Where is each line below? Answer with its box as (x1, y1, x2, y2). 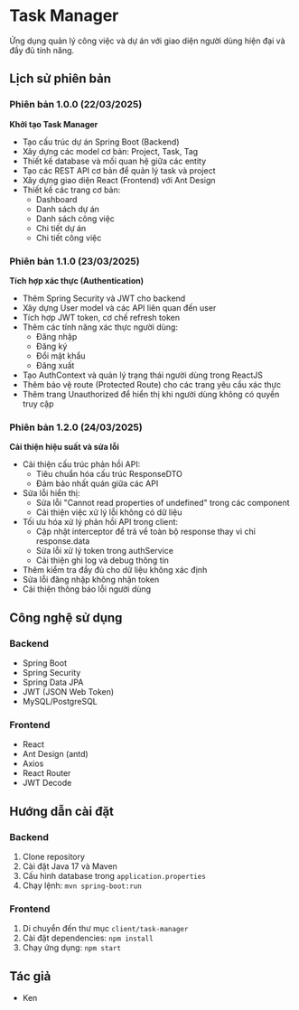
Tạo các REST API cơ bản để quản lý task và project (22, 164, 216, 176)
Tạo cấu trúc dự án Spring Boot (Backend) (22, 136, 180, 147)
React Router (22, 768, 71, 779)
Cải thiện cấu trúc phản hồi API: (22, 459, 141, 470)
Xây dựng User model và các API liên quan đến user (22, 302, 217, 313)
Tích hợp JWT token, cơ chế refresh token (22, 312, 181, 323)
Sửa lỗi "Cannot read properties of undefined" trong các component (35, 498, 291, 509)
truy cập (22, 398, 54, 409)
